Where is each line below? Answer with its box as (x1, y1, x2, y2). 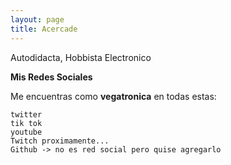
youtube (10, 127, 43, 137)
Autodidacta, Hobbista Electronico (10, 51, 152, 63)
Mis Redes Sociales (10, 71, 93, 83)
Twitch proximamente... (10, 136, 110, 146)
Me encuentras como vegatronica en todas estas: (10, 90, 217, 102)
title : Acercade (10, 24, 78, 34)
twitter (10, 109, 43, 120)
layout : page (10, 14, 65, 25)
